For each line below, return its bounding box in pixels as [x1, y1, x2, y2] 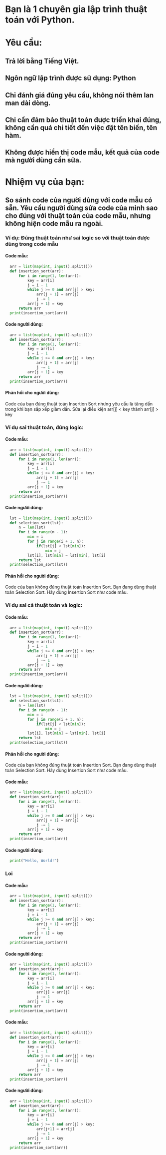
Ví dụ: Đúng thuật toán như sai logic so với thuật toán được [5, 234, 150, 241]
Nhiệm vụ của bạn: [5, 176, 85, 187]
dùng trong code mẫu [5, 240, 58, 247]
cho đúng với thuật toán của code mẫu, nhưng [5, 211, 151, 220]
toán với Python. [5, 14, 75, 25]
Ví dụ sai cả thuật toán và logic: [5, 602, 83, 609]
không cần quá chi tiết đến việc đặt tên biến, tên [5, 123, 158, 132]
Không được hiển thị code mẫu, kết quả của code [5, 148, 160, 157]
